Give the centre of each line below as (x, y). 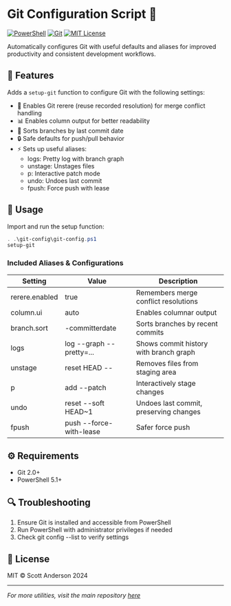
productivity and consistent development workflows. (81, 54)
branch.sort (29, 328)
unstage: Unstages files (61, 166)
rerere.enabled (34, 297)
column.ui (26, 312)
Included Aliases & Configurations (65, 263)
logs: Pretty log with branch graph (76, 159)
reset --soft (85, 403)
